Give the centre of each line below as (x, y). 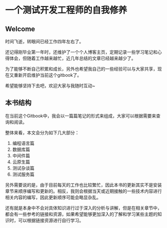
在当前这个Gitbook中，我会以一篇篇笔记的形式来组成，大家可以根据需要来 (81, 115)
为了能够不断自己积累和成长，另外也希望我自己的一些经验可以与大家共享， (81, 69)
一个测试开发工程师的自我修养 (66, 10)
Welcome (20, 29)
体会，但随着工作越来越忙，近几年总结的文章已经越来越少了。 (72, 58)
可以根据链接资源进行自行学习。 (51, 220)
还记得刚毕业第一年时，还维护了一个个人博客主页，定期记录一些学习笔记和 (81, 52)
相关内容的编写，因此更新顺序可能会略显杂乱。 (53, 197)
